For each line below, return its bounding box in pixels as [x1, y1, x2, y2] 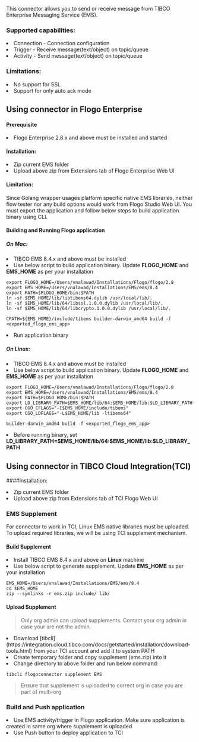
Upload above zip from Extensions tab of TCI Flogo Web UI [14, 494, 158, 502]
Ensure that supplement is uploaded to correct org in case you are [20, 681, 183, 689]
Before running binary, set [14, 431, 77, 439]
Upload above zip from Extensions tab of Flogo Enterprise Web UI [14, 167, 175, 174]
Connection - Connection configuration [14, 40, 110, 47]
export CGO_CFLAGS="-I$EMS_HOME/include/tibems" [6, 405, 129, 411]
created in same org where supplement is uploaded [6, 722, 132, 730]
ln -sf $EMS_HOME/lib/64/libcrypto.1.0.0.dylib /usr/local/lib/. [6, 306, 171, 312]
